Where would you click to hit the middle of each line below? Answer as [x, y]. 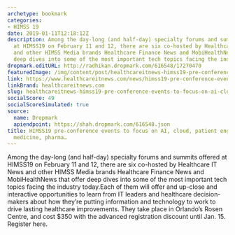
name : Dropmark [36, 117]
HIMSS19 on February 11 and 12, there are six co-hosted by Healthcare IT [112, 164]
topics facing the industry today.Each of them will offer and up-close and [113, 187]
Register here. [27, 224]
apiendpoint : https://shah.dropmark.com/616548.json [92, 124]
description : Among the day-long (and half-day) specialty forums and [112, 40]
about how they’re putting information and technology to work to [123, 202]
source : [19, 111]
